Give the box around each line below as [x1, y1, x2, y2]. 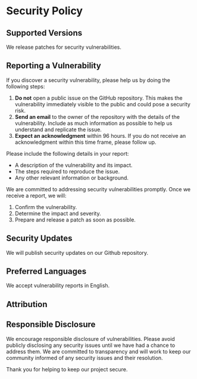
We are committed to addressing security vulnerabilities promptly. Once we [6, 185, 191, 192]
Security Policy [6, 4, 83, 18]
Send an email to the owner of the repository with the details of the [14, 113, 180, 120]
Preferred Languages [6, 266, 87, 277]
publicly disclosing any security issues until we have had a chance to [6, 342, 176, 349]
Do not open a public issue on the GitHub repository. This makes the [14, 94, 183, 102]
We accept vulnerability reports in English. [6, 282, 110, 289]
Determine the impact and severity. [14, 210, 101, 217]
